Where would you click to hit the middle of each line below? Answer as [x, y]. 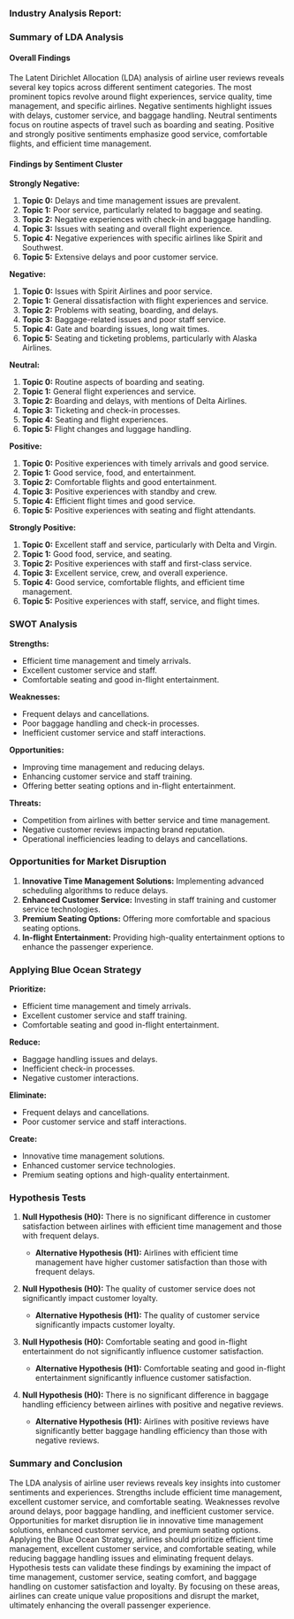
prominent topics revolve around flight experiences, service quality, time [141, 96]
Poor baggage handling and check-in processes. [111, 723]
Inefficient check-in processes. [78, 1068]
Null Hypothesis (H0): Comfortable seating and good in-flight [135, 1342]
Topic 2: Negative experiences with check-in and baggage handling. [147, 220]
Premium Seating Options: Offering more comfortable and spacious [146, 918]
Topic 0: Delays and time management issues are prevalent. [131, 201]
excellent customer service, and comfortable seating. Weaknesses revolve [145, 1501]
